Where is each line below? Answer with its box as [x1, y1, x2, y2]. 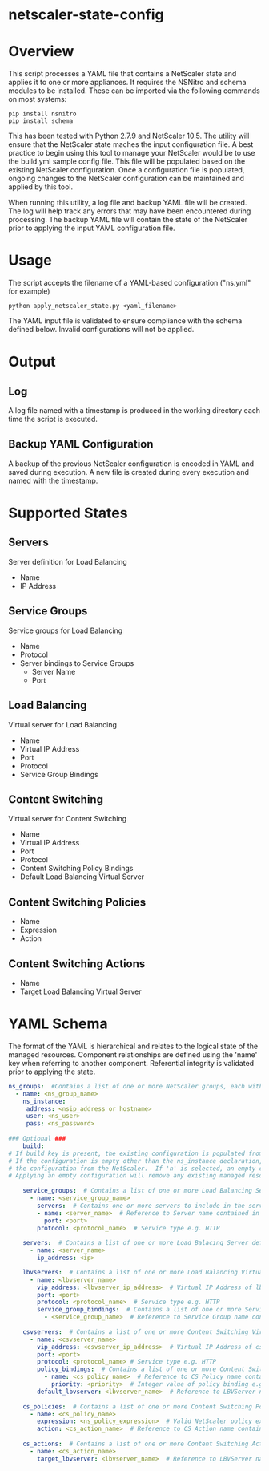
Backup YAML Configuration [8, 437, 154, 451]
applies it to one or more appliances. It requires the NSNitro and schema [8, 78, 247, 87]
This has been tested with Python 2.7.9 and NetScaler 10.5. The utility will [8, 131, 250, 141]
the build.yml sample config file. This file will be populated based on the [8, 156, 246, 166]
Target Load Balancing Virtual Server [19, 987, 142, 996]
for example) [8, 286, 50, 296]
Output [8, 353, 56, 371]
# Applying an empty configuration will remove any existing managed [8, 1172, 246, 1180]
